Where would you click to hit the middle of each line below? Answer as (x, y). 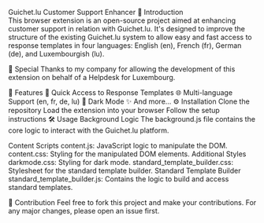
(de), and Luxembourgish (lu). (56, 54)
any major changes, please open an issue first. (84, 211)
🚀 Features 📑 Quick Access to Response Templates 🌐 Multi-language (121, 93)
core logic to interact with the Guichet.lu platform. (89, 130)
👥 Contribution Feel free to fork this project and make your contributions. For (132, 203)
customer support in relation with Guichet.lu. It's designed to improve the (127, 29)
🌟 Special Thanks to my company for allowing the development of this (122, 69)
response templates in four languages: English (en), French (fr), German (125, 46)
